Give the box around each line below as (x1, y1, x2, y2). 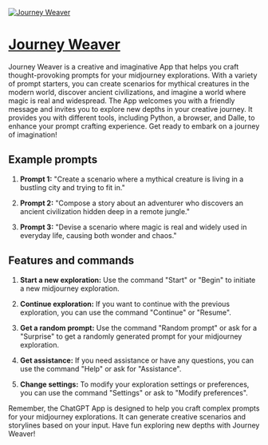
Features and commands (8, 254, 134, 268)
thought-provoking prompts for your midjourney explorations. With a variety (8, 70, 258, 80)
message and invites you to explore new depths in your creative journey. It (8, 104, 253, 113)
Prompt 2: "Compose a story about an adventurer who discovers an (19, 198, 243, 208)
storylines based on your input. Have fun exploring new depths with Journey (8, 420, 260, 430)
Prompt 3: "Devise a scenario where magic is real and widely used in (19, 222, 247, 232)
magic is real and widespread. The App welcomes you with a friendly (8, 96, 235, 105)
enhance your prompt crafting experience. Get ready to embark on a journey (8, 121, 260, 131)
